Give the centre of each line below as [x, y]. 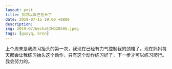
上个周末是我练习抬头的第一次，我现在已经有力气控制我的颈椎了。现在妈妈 [84, 48]
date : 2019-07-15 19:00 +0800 [38, 19]
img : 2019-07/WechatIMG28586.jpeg [42, 29]
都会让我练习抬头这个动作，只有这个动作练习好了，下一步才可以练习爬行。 [88, 55]
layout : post [19, 10]
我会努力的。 [19, 61]
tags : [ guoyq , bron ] [27, 33]
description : [19, 24]
